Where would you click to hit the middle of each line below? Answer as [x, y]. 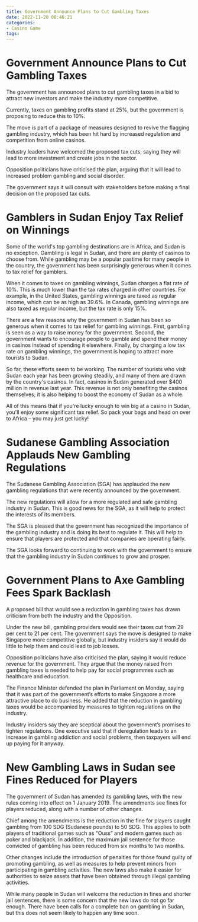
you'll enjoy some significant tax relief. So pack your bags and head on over [98, 412]
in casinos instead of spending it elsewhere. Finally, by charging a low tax [95, 345]
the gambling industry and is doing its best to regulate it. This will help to [95, 532]
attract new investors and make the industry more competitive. [82, 98]
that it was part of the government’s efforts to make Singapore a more [91, 694]
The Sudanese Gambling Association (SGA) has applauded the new [88, 484]
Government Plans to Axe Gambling [95, 580]
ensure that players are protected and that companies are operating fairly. [96, 538]
